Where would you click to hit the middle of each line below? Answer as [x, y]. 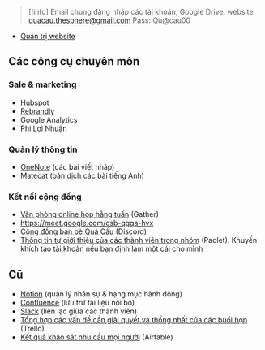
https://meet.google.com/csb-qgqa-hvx [87, 223]
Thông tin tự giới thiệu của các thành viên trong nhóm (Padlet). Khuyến [139, 240]
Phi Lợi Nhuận [43, 128]
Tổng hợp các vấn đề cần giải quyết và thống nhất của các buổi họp [134, 320]
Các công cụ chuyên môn [74, 61]
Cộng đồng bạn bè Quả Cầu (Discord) [83, 231]
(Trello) [32, 329]
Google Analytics [49, 119]
